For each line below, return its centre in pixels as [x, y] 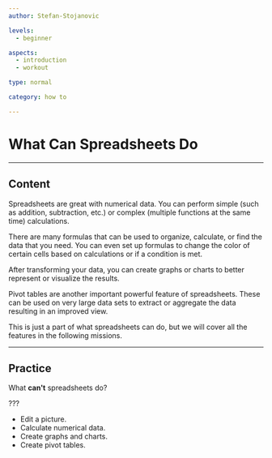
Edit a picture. [43, 419]
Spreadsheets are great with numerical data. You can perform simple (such [134, 203]
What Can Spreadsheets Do [103, 144]
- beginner [34, 38]
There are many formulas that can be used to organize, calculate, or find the [136, 237]
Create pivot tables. [53, 445]
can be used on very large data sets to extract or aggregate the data [122, 302]
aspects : [23, 53]
